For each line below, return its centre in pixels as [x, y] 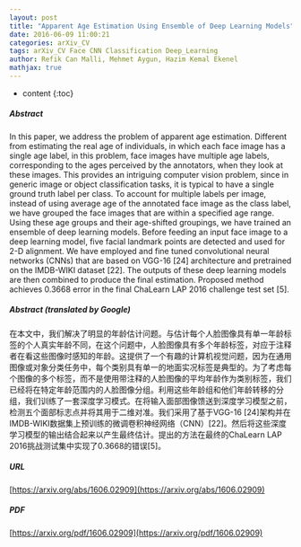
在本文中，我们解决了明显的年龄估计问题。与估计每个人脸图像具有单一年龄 [146, 333]
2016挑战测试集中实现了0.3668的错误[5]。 [88, 446]
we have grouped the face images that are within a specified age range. [142, 213]
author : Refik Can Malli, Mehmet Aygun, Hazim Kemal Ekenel [124, 59]
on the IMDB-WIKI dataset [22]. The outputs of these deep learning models [148, 269]
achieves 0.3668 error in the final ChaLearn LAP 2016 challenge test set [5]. [149, 289]
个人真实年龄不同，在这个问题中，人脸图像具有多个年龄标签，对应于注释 [158, 344]
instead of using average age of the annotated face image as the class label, [150, 203]
